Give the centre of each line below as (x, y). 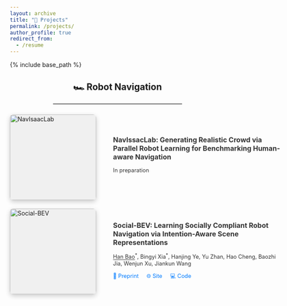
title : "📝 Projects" (39, 20)
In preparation (131, 170)
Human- (267, 149)
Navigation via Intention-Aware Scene (176, 234)
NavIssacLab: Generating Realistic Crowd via (188, 140)
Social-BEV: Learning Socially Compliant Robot (191, 225)
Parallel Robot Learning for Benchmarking (182, 149)
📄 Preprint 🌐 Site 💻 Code (152, 276)
